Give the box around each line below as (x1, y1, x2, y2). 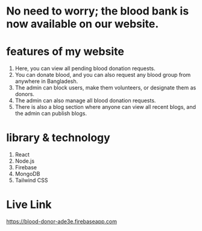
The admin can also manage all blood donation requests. (14, 97, 156, 104)
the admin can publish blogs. (14, 110, 87, 117)
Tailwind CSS (14, 177, 48, 184)
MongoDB (14, 171, 40, 178)
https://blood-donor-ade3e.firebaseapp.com (6, 218, 118, 225)
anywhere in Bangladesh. (14, 77, 78, 85)
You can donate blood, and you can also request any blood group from (14, 71, 191, 79)
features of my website (6, 45, 125, 59)
